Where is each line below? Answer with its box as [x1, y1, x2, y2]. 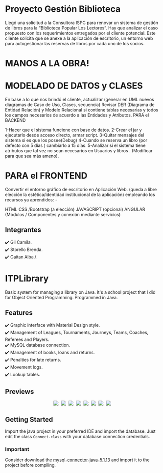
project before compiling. [5, 462, 56, 468]
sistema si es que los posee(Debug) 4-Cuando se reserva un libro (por [5, 138, 148, 143]
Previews [5, 387, 34, 396]
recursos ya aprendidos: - [5, 197, 58, 202]
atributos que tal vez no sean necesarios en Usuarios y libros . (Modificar [5, 148, 153, 154]
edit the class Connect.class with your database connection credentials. [5, 434, 150, 440]
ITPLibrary [5, 273, 49, 284]
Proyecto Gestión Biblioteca [5, 3, 121, 15]
